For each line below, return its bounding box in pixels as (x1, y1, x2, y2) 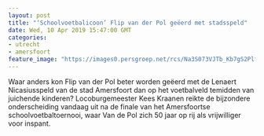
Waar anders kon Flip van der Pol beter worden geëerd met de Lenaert (8, 76, 237, 86)
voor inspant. (8, 119, 51, 128)
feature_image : (8, 56, 58, 64)
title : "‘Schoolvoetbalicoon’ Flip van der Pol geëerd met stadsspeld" (8, 19, 247, 27)
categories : (8, 33, 47, 42)
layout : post (8, 11, 51, 20)
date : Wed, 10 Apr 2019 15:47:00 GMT (8, 26, 132, 34)
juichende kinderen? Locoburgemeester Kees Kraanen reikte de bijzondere (8, 94, 251, 103)
